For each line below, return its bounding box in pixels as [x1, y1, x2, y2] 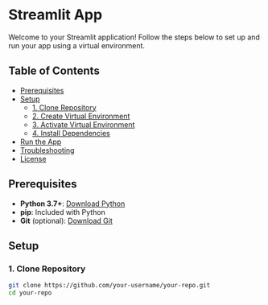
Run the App [19, 137, 62, 146]
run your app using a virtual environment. [8, 40, 146, 50]
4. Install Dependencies [31, 128, 111, 138]
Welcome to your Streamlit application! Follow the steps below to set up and [8, 32, 260, 42]
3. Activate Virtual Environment [31, 119, 135, 130]
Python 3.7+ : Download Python [19, 199, 126, 208]
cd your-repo [8, 289, 52, 297]
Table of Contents [8, 64, 101, 78]
